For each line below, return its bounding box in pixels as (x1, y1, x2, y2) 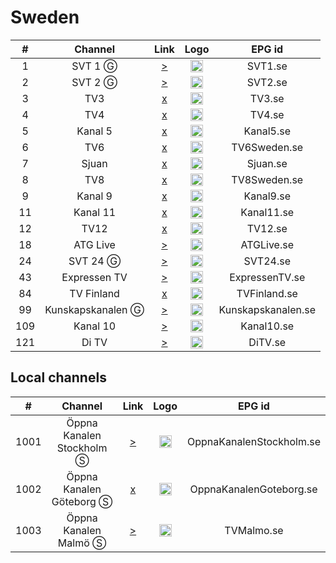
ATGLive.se (240, 237, 294, 251)
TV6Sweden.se (231, 140, 304, 154)
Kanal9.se (243, 189, 291, 203)
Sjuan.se (246, 156, 288, 170)
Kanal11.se (240, 205, 295, 219)
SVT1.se (246, 59, 288, 73)
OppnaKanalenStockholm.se (187, 434, 321, 448)
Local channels (10, 369, 107, 386)
